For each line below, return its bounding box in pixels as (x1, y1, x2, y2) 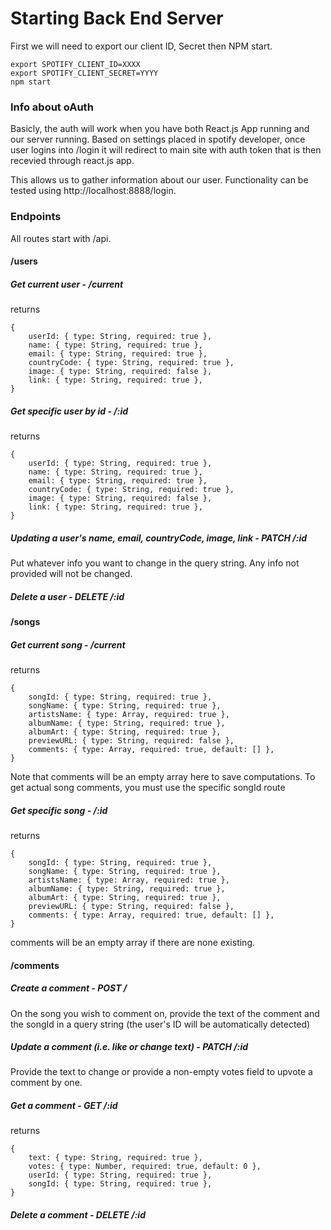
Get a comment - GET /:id (10, 1100, 118, 1112)
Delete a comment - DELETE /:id (10, 1209, 146, 1221)
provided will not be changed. (10, 568, 133, 580)
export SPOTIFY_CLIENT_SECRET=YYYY (10, 68, 159, 78)
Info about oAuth (10, 100, 94, 114)
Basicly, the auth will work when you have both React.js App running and (10, 123, 310, 135)
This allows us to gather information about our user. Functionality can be (10, 174, 309, 186)
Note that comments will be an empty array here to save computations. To (10, 770, 316, 782)
